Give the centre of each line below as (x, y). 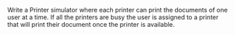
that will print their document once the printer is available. (91, 24)
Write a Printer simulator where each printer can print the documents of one (117, 10)
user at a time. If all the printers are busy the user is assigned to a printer (113, 17)
